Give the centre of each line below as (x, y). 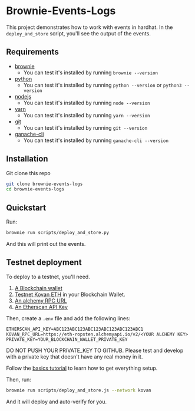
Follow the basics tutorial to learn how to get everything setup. (82, 368)
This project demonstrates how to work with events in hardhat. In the (90, 27)
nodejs (23, 96)
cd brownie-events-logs (35, 189)
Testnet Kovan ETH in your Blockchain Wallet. (70, 294)
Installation (27, 159)
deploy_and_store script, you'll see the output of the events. (79, 33)
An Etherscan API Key (41, 307)
